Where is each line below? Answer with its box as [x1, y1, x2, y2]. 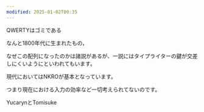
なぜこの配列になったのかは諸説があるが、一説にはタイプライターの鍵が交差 [6, 52, 198, 60]
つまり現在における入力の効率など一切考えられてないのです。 [6, 86, 161, 93]
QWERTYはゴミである [6, 26, 62, 33]
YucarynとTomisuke [6, 99, 57, 106]
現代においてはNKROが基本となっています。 [6, 72, 117, 80]
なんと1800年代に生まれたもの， [6, 39, 88, 46]
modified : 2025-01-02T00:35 [6, 9, 78, 15]
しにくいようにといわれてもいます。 [6, 60, 96, 67]
